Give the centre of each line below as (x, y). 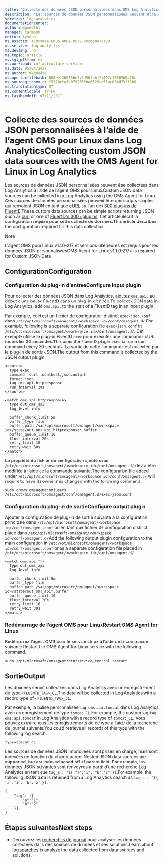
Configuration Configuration (48, 271)
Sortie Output (25, 676)
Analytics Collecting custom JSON (76, 151)
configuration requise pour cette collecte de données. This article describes (81, 221)
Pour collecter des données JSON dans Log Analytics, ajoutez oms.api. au (80, 296)
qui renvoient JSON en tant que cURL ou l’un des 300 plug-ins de (71, 206)
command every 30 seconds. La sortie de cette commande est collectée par (82, 346)
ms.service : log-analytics (32, 46)
